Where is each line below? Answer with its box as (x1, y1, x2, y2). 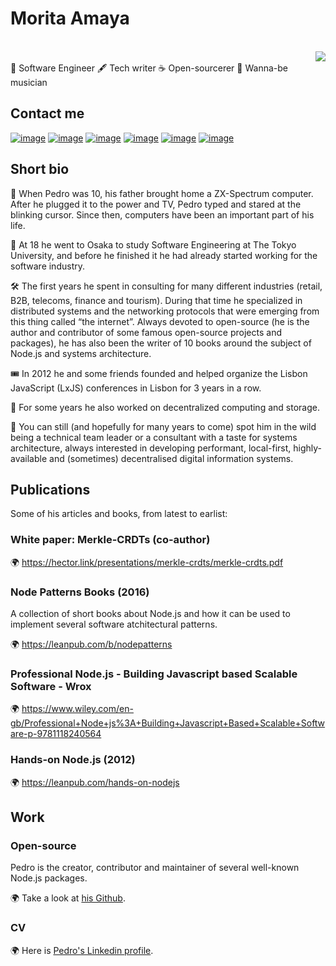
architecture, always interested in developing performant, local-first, (10, 442, 292, 454)
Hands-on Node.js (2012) (10, 753, 136, 767)
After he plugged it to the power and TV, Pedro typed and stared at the (10, 198, 302, 210)
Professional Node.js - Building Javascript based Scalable (10, 667, 298, 681)
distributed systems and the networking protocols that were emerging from (10, 305, 320, 317)
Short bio (10, 161, 70, 178)
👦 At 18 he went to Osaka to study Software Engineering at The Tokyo (10, 238, 297, 251)
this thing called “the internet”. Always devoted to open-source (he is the (10, 315, 310, 327)
